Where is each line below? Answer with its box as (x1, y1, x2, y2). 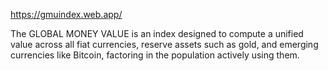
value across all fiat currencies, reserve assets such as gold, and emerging (10, 39, 319, 50)
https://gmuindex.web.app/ (10, 9, 123, 20)
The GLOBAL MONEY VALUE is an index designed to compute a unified (10, 28, 304, 39)
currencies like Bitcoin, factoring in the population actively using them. (10, 49, 300, 61)
